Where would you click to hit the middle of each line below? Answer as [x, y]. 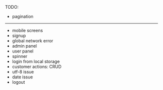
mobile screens [27, 30]
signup [19, 36]
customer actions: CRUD [37, 67]
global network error [33, 41]
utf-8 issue [23, 72]
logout [18, 82]
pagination [23, 16]
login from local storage [36, 61]
